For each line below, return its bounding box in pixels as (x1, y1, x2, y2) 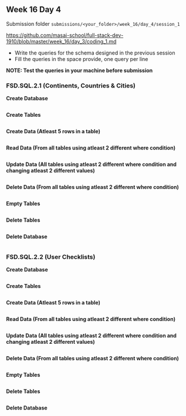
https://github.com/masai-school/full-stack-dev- (6, 32, 124, 39)
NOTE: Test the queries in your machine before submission (6, 67, 153, 74)
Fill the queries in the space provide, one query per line (14, 55, 148, 62)
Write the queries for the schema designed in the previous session (14, 49, 175, 56)
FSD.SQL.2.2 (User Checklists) (6, 253, 96, 261)
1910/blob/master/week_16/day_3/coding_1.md (6, 38, 117, 45)
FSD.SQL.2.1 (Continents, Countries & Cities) (6, 82, 136, 90)
